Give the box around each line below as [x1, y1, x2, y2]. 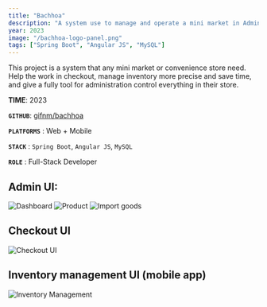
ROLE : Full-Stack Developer [8, 157, 98, 167]
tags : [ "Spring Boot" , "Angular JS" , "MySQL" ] [8, 41, 165, 49]
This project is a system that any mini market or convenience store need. [8, 63, 246, 72]
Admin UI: [8, 180, 58, 193]
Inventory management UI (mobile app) [8, 268, 207, 282]
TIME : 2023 [8, 95, 48, 105]
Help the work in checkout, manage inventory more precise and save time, [8, 72, 252, 81]
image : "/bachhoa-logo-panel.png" [8, 33, 123, 42]
